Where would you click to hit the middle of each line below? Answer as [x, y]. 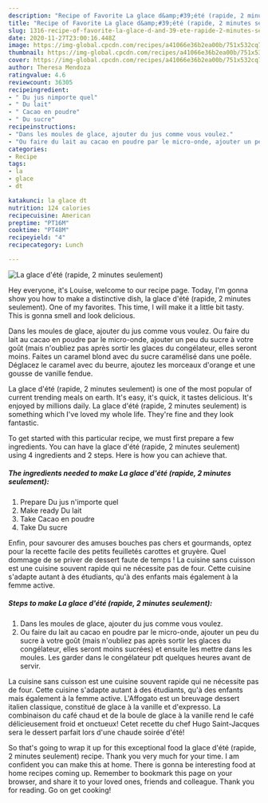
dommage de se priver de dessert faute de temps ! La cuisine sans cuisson [132, 560]
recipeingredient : [39, 90]
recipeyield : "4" [37, 238]
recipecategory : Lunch [46, 245]
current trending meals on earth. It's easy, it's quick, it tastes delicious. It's [130, 397]
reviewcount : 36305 [41, 82]
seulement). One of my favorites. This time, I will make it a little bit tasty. [126, 307]
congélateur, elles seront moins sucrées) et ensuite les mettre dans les [136, 649]
